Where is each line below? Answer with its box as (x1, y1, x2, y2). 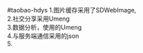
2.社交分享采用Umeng (7, 14, 70, 23)
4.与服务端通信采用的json (7, 32, 79, 40)
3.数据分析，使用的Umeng (7, 23, 82, 31)
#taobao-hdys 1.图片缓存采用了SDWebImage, (7, 6, 137, 14)
